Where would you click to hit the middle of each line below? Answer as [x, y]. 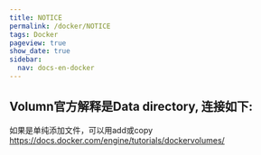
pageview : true [38, 43]
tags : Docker [34, 34]
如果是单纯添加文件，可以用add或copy [81, 130]
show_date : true [40, 51]
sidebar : [26, 59]
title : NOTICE [36, 18]
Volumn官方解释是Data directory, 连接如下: [131, 107]
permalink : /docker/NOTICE [60, 26]
